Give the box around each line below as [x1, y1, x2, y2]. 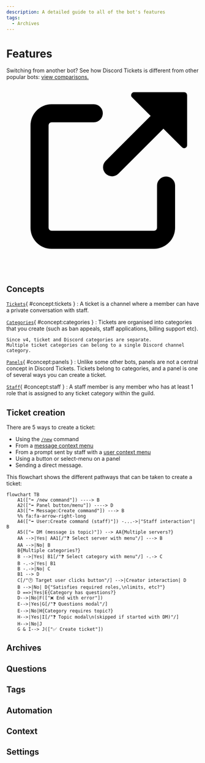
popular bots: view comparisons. [6, 73, 89, 81]
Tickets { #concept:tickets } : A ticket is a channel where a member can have [6, 300, 199, 308]
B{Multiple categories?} [17, 547, 81, 554]
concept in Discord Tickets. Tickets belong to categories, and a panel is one [6, 365, 198, 372]
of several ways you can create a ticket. [6, 371, 107, 379]
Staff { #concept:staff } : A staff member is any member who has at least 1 [6, 383, 194, 390]
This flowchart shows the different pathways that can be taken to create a [6, 473, 193, 480]
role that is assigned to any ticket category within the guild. [6, 390, 155, 397]
